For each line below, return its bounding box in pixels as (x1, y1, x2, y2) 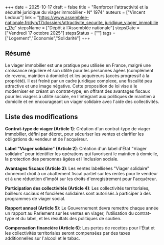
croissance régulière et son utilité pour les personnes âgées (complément (5, 67, 154, 73)
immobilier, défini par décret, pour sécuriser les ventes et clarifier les (5, 131, 144, 137)
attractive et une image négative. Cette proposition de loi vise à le (5, 83, 138, 89)
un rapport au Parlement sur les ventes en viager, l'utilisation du (5, 210, 134, 216)
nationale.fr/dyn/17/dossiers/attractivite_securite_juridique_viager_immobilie (5, 20, 159, 25)
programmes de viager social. (5, 195, 65, 202)
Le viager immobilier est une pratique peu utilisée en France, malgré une (5, 62, 151, 68)
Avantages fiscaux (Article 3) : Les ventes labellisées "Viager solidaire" (5, 165, 149, 171)
